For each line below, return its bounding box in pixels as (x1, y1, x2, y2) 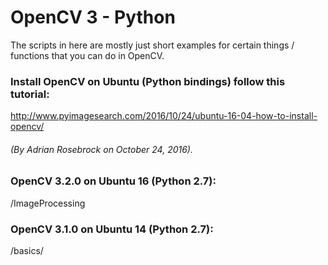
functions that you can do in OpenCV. (10, 49, 165, 61)
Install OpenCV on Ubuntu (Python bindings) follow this (10, 74, 286, 88)
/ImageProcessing (10, 197, 86, 209)
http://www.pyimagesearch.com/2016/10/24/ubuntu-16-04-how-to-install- (10, 110, 318, 122)
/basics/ (10, 245, 44, 257)
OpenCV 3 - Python (10, 6, 176, 29)
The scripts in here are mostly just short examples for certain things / (10, 39, 295, 51)
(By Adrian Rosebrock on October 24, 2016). (10, 143, 193, 155)
